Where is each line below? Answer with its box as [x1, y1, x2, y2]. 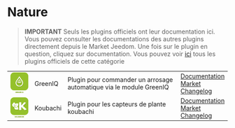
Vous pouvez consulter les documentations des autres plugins [24, 34, 204, 43]
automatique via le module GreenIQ [67, 83, 169, 92]
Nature [7, 4, 48, 20]
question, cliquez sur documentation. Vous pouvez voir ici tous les [24, 50, 216, 58]
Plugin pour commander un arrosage [67, 76, 173, 84]
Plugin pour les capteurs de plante [67, 100, 166, 108]
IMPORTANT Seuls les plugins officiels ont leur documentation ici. [24, 27, 215, 36]
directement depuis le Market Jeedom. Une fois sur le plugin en [24, 42, 208, 50]
